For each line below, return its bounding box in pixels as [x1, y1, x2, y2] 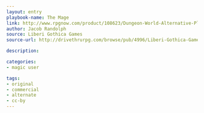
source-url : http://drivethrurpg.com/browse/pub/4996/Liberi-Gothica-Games [6, 37, 202, 43]
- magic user [6, 64, 39, 70]
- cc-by [6, 98, 26, 104]
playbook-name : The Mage [6, 15, 69, 21]
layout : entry [6, 8, 42, 15]
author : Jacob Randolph [6, 25, 67, 32]
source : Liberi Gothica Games [6, 31, 83, 37]
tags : [6, 75, 20, 82]
